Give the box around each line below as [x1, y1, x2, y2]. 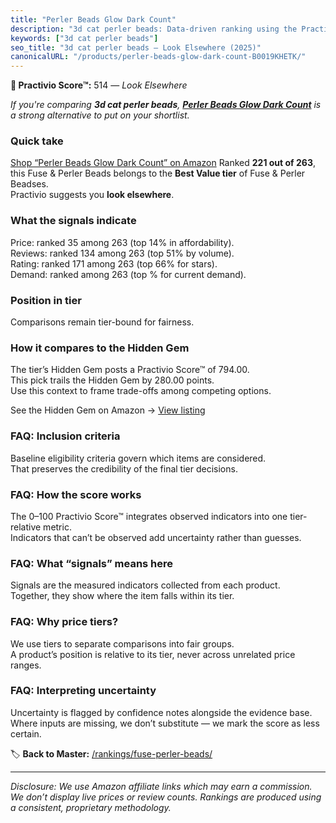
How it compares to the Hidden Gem [10, 341, 190, 355]
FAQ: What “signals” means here [10, 556, 174, 570]
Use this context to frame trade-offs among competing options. [10, 385, 272, 397]
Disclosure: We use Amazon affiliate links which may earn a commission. [10, 780, 313, 792]
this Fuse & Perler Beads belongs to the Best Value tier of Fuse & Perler [10, 167, 306, 180]
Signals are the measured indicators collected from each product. [10, 579, 281, 591]
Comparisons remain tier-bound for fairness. [10, 316, 195, 328]
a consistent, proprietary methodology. [10, 801, 172, 813]
